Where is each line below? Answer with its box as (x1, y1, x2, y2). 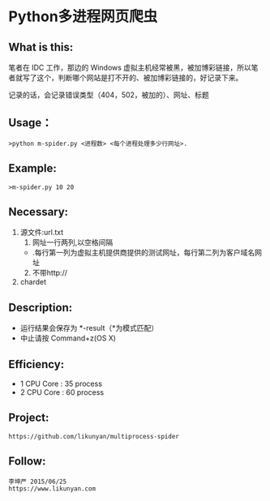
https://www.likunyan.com (8, 484, 96, 493)
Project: (8, 411, 49, 425)
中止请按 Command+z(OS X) (19, 333, 116, 343)
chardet (19, 277, 47, 287)
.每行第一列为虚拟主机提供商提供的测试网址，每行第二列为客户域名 (32, 248, 255, 258)
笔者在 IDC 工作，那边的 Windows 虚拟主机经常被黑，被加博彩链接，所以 (8, 62, 251, 72)
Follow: (8, 455, 46, 469)
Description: (8, 301, 73, 315)
